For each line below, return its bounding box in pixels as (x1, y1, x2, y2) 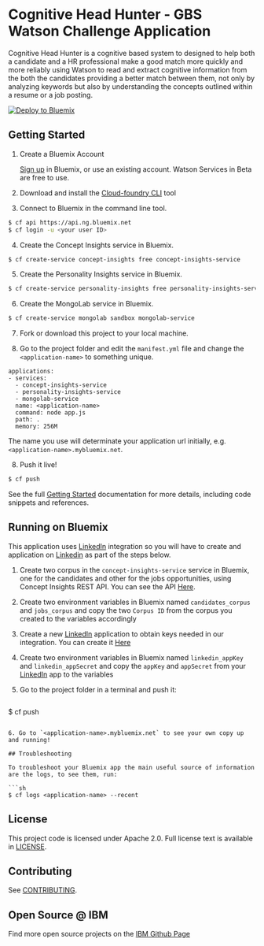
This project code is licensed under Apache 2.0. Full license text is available (8, 833, 253, 843)
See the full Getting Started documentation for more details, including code (8, 490, 251, 499)
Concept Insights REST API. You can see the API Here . (19, 581, 196, 592)
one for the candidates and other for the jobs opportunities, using (19, 573, 232, 583)
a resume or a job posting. (8, 90, 93, 99)
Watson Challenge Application (8, 22, 211, 40)
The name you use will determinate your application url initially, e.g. (8, 436, 226, 446)
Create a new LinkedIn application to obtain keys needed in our (19, 629, 224, 639)
